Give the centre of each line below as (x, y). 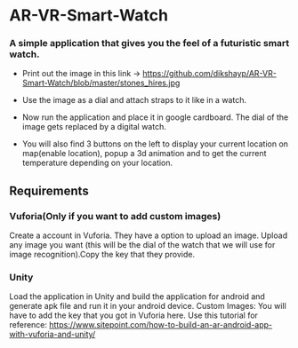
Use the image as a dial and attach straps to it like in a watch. (134, 100)
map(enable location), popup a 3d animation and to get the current (144, 154)
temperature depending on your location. (97, 163)
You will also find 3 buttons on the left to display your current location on (155, 144)
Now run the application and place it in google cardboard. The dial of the (155, 117)
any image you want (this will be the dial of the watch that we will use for (142, 245)
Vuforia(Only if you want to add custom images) (115, 216)
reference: (28, 325)
